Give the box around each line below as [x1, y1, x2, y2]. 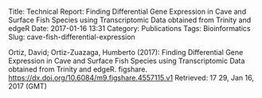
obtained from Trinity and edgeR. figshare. [8, 65, 148, 74]
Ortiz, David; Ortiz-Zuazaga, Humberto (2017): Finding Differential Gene [8, 48, 244, 57]
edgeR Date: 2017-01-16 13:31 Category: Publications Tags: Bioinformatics [8, 24, 251, 33]
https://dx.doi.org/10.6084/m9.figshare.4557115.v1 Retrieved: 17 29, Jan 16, [8, 73, 255, 82]
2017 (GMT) [8, 81, 48, 91]
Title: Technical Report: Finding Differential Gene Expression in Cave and [8, 7, 247, 16]
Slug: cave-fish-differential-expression [8, 32, 135, 41]
